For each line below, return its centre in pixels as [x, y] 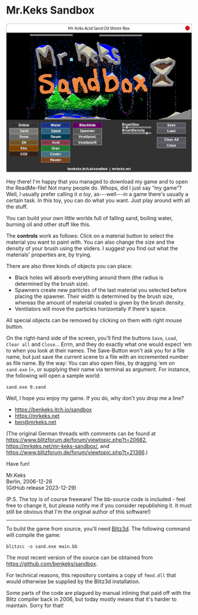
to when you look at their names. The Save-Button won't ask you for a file [95, 350]
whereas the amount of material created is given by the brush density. [100, 302]
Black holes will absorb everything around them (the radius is [89, 277]
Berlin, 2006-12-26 [29, 481]
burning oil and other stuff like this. [49, 224]
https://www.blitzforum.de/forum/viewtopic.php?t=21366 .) [77, 452]
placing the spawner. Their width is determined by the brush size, [94, 296]
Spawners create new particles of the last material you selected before [100, 290]
